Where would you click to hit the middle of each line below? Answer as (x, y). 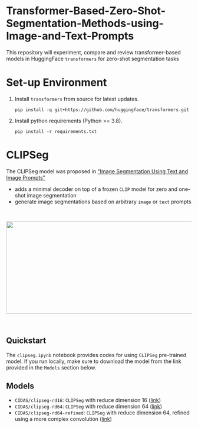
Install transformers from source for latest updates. (77, 99)
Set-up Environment (57, 82)
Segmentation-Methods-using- (85, 23)
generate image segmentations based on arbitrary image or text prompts (103, 202)
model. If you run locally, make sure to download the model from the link (94, 361)
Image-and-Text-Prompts (70, 36)
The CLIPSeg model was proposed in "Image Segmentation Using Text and (97, 171)
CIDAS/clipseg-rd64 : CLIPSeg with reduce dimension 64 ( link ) (88, 407)
